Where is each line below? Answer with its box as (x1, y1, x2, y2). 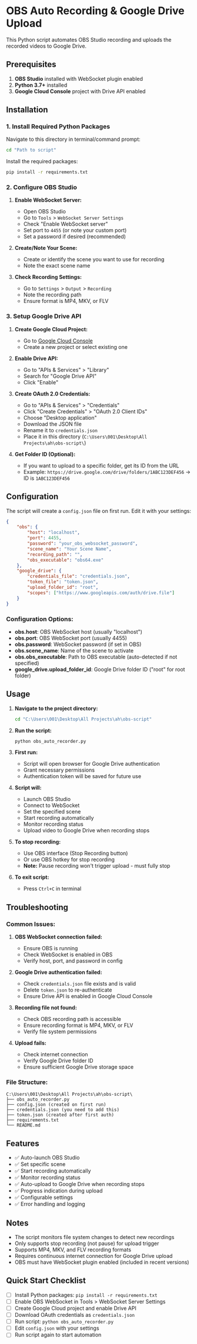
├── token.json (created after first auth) (6, 1112, 115, 1118)
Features (6, 1138, 39, 1148)
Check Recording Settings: (14, 274, 82, 281)
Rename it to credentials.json (23, 426, 98, 434)
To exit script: (14, 874, 49, 881)
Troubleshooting (6, 902, 69, 912)
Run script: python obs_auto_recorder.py (14, 1318, 113, 1325)
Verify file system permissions (23, 1028, 97, 1035)
